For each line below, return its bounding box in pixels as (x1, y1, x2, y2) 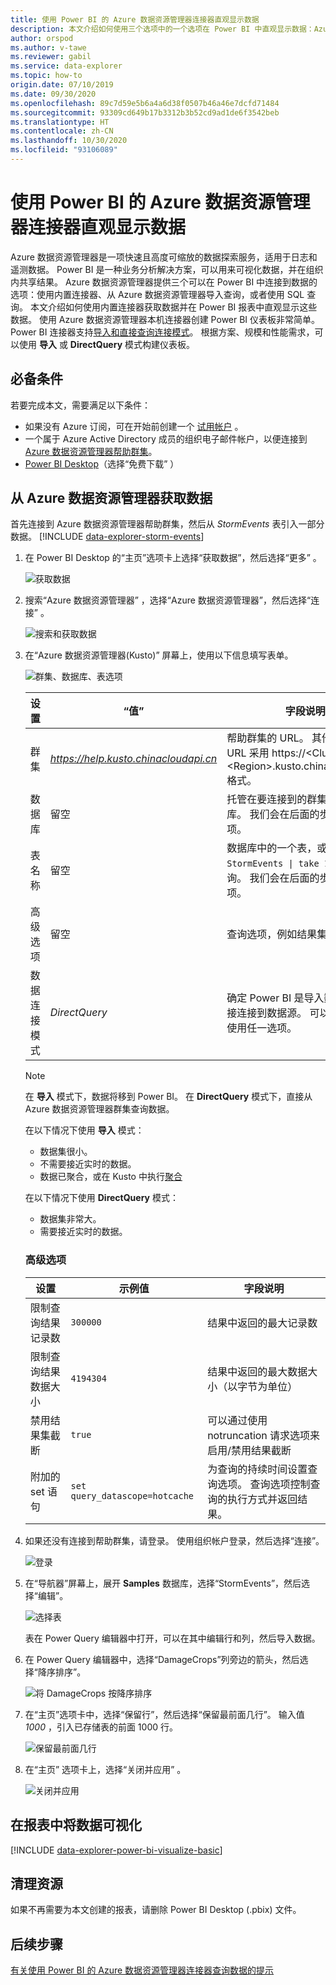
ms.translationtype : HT (10, 117, 110, 127)
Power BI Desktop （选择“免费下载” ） (24, 457, 180, 470)
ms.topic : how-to (10, 71, 83, 81)
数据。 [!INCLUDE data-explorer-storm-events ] (10, 531, 205, 543)
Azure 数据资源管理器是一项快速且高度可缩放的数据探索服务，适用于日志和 (10, 251, 318, 263)
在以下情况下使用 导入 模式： (24, 1124, 145, 1136)
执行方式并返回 (227, 1492, 298, 1506)
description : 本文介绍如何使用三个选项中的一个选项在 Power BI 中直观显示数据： (10, 24, 315, 34)
